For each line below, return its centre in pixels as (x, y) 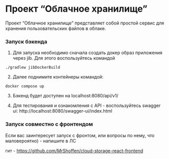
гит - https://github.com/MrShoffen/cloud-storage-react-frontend (74, 150)
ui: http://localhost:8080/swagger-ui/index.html (62, 111)
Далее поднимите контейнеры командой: (58, 77)
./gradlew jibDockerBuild (33, 68)
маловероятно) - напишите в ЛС (41, 141)
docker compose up (25, 86)
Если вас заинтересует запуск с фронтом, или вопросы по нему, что (80, 135)
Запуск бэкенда (26, 41)
